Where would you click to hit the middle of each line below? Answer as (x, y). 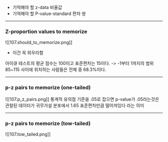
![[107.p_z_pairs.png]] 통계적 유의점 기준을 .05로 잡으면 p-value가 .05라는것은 (82, 99)
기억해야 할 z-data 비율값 (37, 7)
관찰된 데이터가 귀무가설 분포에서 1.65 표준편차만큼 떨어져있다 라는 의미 (75, 105)
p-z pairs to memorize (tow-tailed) (48, 123)
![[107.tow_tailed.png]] (28, 134)
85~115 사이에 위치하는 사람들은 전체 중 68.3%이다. (56, 69)
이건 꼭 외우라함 (28, 53)
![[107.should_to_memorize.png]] (39, 42)
